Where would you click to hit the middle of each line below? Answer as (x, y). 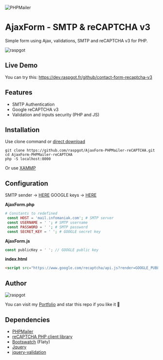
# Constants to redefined (31, 214)
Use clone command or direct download (45, 142)
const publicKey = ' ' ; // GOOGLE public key (52, 250)
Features (19, 93)
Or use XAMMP (21, 168)
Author (16, 283)
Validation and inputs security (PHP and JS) (56, 114)
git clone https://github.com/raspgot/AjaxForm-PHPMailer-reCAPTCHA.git (80, 151)
